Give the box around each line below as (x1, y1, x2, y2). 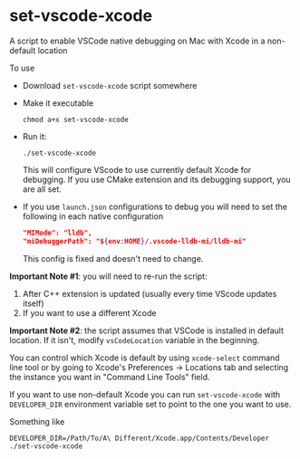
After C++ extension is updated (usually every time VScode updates (22, 288, 277, 299)
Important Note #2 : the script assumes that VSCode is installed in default (9, 325, 284, 336)
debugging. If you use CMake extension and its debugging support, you (22, 174, 292, 185)
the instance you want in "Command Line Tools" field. (9, 371, 210, 382)
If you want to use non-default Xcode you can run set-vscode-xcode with (9, 388, 281, 399)
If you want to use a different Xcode (22, 307, 157, 318)
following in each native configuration (22, 210, 164, 222)
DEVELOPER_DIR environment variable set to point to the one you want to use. (9, 398, 292, 409)
